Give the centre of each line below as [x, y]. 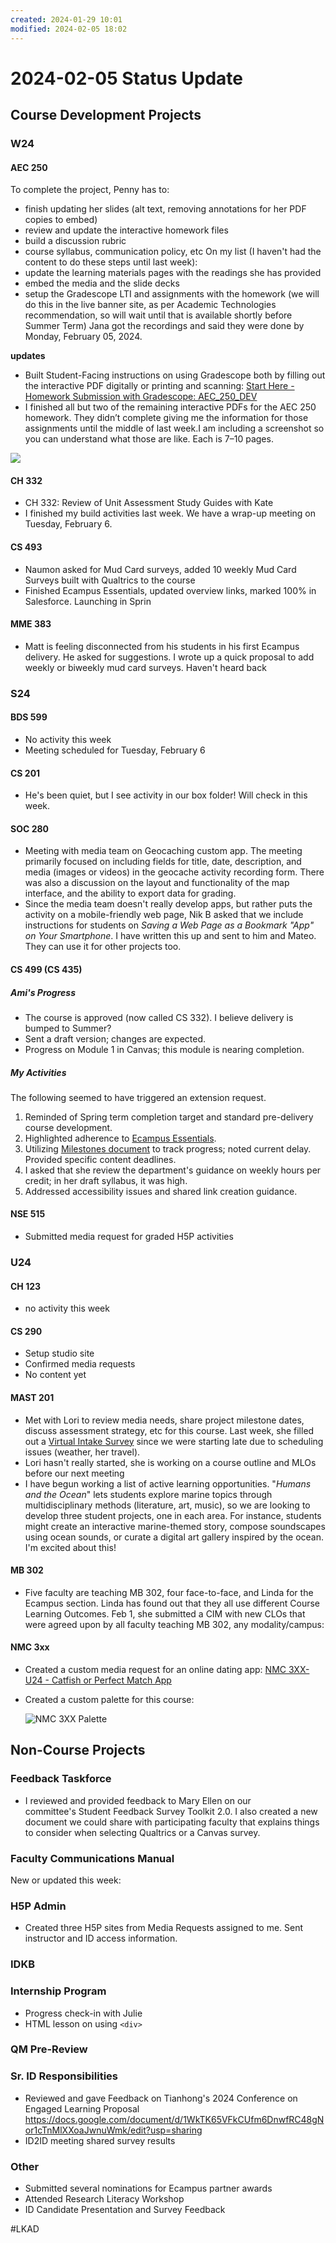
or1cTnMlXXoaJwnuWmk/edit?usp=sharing [113, 2130]
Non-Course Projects [78, 1750]
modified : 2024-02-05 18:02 [69, 29]
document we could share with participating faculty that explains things [172, 1822]
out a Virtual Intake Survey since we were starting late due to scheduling [174, 1441]
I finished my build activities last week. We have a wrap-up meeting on [170, 513]
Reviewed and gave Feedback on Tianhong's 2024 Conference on [161, 2098]
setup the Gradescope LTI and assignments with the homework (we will [172, 294]
